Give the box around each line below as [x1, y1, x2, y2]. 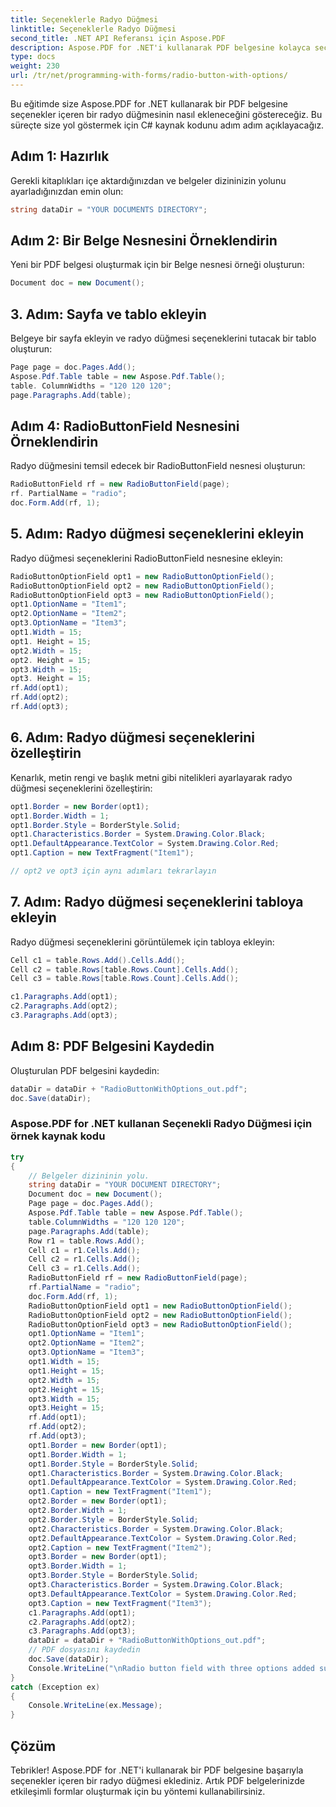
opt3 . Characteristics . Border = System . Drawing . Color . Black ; [28, 1580, 284, 1590]
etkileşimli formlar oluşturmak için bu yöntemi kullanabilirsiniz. [10, 1785, 266, 1797]
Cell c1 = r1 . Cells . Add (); [28, 1245, 141, 1255]
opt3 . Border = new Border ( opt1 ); [28, 1552, 168, 1562]
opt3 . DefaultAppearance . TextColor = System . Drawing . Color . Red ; [28, 1589, 298, 1599]
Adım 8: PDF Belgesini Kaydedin [10, 1038, 215, 1055]
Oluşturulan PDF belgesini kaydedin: [10, 1064, 160, 1076]
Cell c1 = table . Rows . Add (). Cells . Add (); [10, 955, 186, 965]
